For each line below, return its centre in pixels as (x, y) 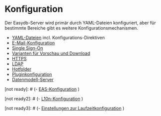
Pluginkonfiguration (32, 74)
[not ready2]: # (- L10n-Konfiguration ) (44, 98)
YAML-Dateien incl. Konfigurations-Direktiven (58, 38)
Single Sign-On (27, 48)
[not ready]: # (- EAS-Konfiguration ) (42, 89)
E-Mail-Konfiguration (33, 42)
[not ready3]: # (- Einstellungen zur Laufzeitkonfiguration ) (65, 108)
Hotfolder (22, 69)
